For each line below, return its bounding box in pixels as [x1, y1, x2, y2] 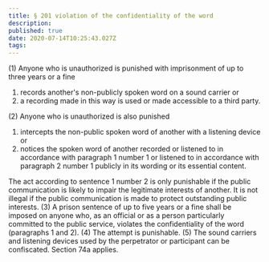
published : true [8, 26, 63, 34]
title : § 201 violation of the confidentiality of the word [8, 11, 214, 20]
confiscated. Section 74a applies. [8, 245, 119, 255]
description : [8, 19, 52, 27]
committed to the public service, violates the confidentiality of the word [8, 220, 245, 229]
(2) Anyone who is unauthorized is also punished [8, 111, 170, 121]
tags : [8, 42, 26, 50]
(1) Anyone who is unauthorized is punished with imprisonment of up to [8, 63, 244, 73]
